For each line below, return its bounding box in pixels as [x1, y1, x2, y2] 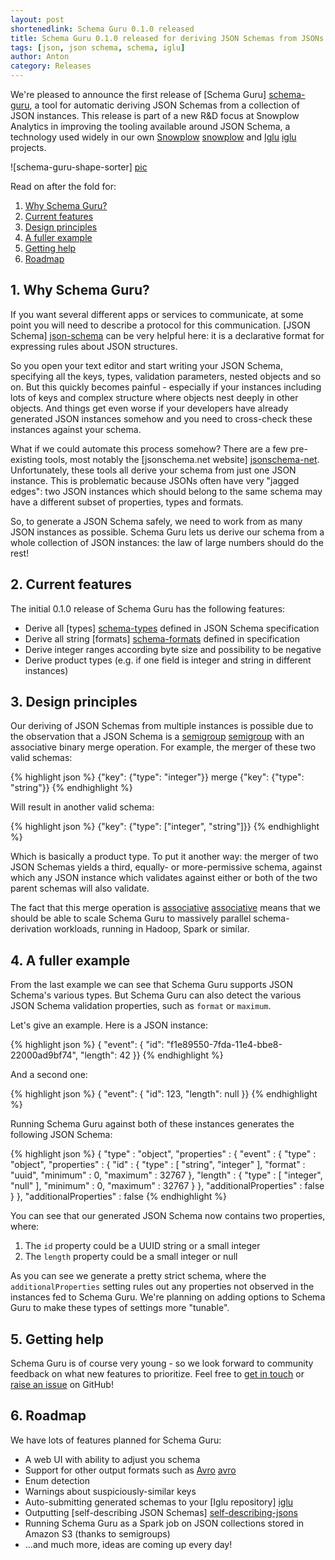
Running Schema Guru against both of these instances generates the [10, 1118, 295, 1130]
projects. [10, 142, 47, 153]
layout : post [10, 14, 65, 25]
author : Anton [10, 52, 70, 62]
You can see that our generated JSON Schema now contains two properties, [10, 1210, 326, 1222]
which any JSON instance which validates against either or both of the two [10, 872, 318, 884]
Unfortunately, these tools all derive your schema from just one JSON [10, 464, 297, 476]
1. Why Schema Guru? [10, 282, 150, 299]
